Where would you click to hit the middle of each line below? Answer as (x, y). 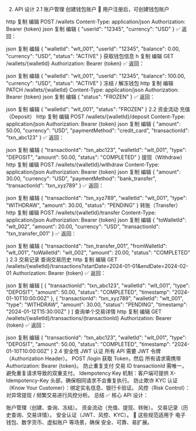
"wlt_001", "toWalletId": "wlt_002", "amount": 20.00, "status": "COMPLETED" (98, 252)
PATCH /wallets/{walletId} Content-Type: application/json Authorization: (93, 90)
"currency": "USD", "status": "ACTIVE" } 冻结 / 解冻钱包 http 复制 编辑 (90, 83)
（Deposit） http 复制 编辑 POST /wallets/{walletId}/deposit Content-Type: (96, 116)
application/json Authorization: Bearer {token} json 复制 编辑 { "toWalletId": (96, 220)
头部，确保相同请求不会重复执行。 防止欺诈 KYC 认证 (114, 380)
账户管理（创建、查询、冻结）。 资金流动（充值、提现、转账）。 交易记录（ (94, 408)
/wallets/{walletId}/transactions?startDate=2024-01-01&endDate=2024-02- (97, 266)
